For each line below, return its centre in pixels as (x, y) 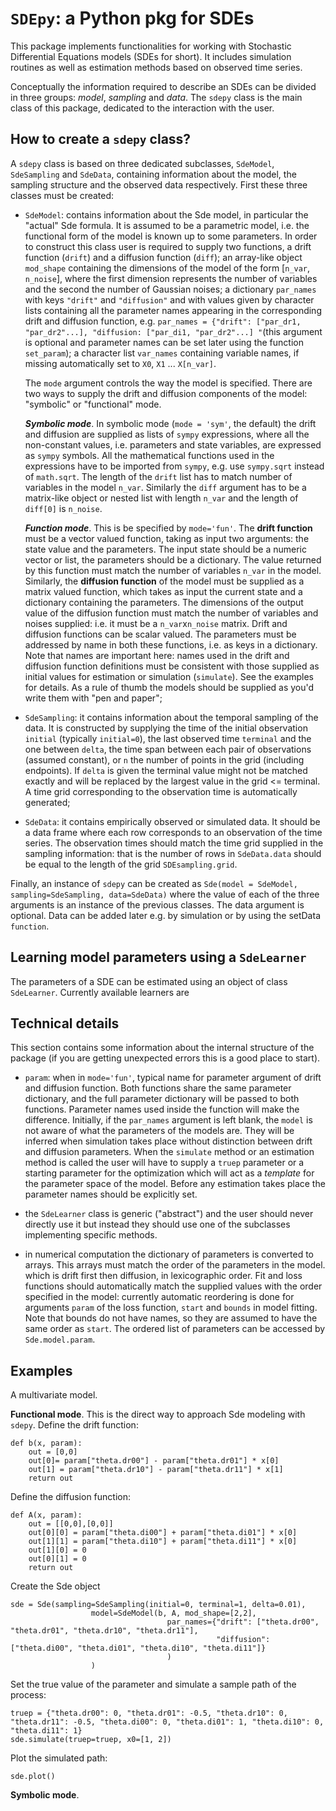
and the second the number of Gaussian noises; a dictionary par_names (170, 289)
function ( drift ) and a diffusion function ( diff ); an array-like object (163, 257)
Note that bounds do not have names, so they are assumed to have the (171, 1318)
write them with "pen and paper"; (93, 698)
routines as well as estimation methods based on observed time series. (156, 67)
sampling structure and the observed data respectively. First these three (159, 184)
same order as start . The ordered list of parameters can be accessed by (175, 1329)
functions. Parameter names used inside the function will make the (162, 1109)
